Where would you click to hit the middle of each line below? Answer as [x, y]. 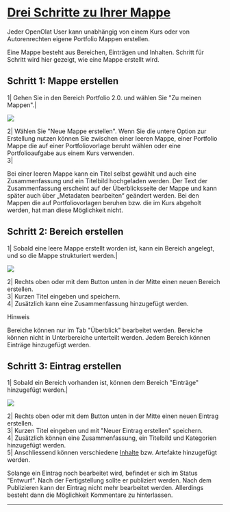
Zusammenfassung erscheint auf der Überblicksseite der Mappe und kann [112, 188]
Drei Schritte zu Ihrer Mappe [89, 13]
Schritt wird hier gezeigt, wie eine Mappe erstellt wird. [83, 59]
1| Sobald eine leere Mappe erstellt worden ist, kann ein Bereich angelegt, [111, 248]
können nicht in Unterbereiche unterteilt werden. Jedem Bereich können [109, 337]
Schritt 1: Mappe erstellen [63, 81]
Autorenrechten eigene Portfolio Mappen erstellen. [79, 38]
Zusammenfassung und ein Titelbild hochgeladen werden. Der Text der [107, 181]
